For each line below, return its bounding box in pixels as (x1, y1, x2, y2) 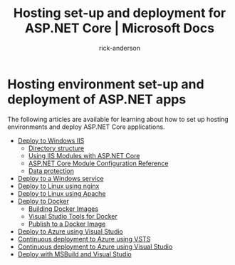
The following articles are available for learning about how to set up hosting (7, 115, 229, 123)
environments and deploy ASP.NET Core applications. (7, 123, 165, 131)
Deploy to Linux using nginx (17, 182, 100, 190)
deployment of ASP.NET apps (7, 91, 187, 108)
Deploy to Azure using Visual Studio (17, 227, 123, 236)
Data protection (28, 166, 75, 175)
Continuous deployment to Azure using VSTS (17, 234, 151, 243)
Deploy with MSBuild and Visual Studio (17, 249, 132, 258)
